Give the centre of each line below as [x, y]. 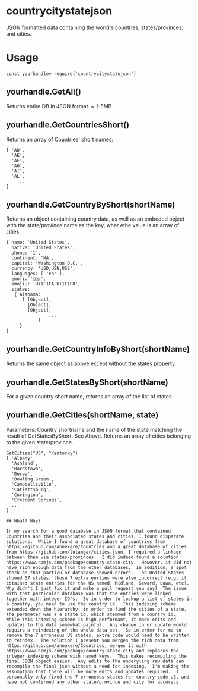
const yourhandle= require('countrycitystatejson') [71, 73]
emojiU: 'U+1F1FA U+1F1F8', [46, 284]
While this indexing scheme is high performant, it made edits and [91, 620]
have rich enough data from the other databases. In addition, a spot [96, 567]
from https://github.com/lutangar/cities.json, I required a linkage [94, 552]
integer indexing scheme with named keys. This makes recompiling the [96, 656]
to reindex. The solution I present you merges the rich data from [92, 640]
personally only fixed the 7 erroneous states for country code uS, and [98, 677]
